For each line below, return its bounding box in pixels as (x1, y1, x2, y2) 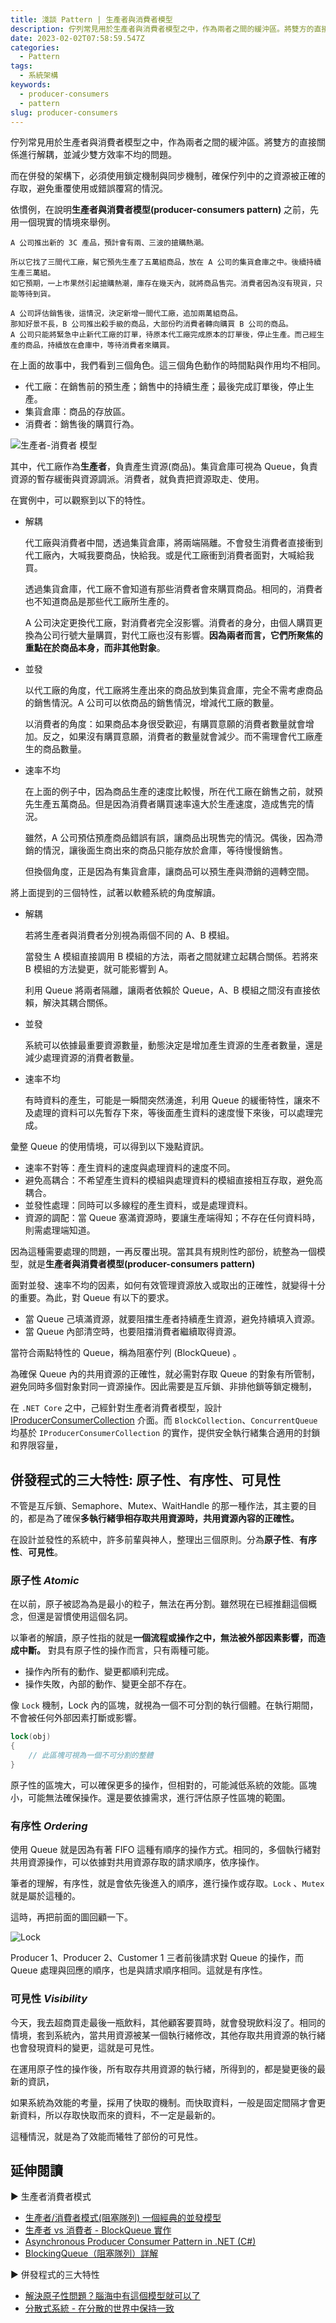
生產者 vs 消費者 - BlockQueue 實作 (24, 2224, 172, 2236)
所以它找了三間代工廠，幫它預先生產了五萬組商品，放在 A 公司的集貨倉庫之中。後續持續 (10, 257, 322, 268)
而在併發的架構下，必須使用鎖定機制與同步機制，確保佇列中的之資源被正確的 (10, 170, 326, 182)
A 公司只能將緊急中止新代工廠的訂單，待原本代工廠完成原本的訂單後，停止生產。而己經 (10, 330, 317, 340)
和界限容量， (10, 1439, 63, 1451)
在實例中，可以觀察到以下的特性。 (10, 494, 151, 506)
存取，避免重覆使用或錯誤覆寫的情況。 (10, 182, 168, 195)
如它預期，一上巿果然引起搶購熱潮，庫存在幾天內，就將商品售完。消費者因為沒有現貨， (10, 279, 316, 289)
